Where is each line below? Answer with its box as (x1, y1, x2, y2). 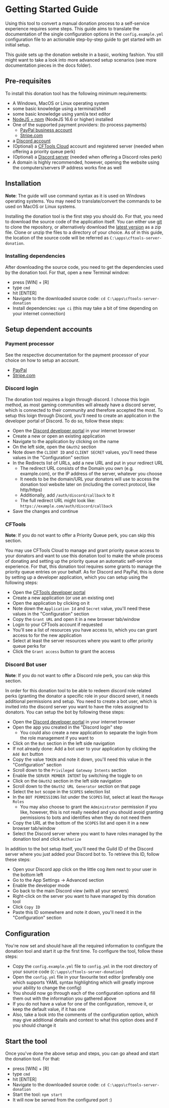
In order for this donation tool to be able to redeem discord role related (5, 688, 151, 694)
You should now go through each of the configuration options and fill (12, 990, 155, 996)
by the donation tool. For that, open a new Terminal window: (5, 269, 130, 275)
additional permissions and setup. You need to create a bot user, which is (5, 698, 157, 704)
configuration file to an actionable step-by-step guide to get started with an (5, 36, 161, 42)
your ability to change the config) (12, 985, 82, 991)
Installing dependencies (5, 253, 65, 260)
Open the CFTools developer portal (12, 590, 86, 596)
